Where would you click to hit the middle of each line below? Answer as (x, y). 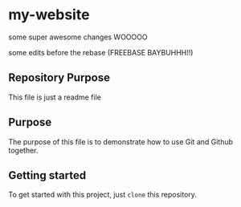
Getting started (47, 175)
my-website (49, 15)
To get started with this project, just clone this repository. (102, 195)
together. (23, 150)
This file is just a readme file (55, 97)
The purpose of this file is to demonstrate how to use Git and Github (121, 141)
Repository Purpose (59, 78)
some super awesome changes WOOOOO (78, 37)
